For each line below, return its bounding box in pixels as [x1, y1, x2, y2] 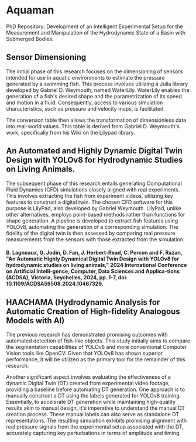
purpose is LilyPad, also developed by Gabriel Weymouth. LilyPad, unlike [6, 204, 181, 211]
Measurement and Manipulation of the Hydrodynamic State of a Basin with [6, 29, 186, 36]
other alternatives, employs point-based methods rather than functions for [6, 211, 185, 218]
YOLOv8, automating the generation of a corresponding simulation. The [6, 223, 178, 230]
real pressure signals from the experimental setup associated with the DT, [6, 423, 184, 430]
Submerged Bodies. [6, 35, 54, 42]
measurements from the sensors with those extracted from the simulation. [6, 235, 185, 243]
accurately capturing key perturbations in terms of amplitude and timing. [6, 429, 181, 436]
